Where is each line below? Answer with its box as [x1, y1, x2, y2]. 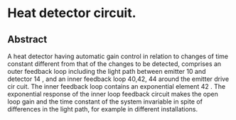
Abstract [7, 33, 48, 45]
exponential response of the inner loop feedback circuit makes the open [7, 90, 218, 98]
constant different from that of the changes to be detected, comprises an [7, 60, 222, 68]
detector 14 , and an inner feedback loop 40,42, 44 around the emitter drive [7, 75, 230, 83]
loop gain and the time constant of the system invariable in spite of [7, 97, 203, 106]
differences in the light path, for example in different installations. [7, 105, 198, 113]
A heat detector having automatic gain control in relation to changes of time [7, 52, 229, 60]
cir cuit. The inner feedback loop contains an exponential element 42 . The [7, 82, 226, 90]
